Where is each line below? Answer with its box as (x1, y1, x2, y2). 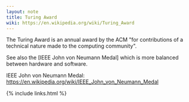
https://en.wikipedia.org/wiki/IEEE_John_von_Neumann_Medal (6, 78, 159, 85)
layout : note (6, 8, 39, 15)
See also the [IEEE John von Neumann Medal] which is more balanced (6, 54, 179, 61)
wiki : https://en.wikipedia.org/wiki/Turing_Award (6, 20, 135, 26)
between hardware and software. (6, 60, 88, 67)
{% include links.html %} (6, 90, 67, 97)
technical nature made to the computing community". (6, 42, 137, 50)
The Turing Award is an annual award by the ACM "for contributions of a (6, 36, 184, 44)
